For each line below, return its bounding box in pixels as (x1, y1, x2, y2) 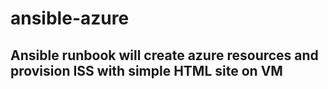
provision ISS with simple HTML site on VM (10, 62, 283, 79)
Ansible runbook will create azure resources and (10, 47, 319, 64)
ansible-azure (10, 7, 130, 30)
